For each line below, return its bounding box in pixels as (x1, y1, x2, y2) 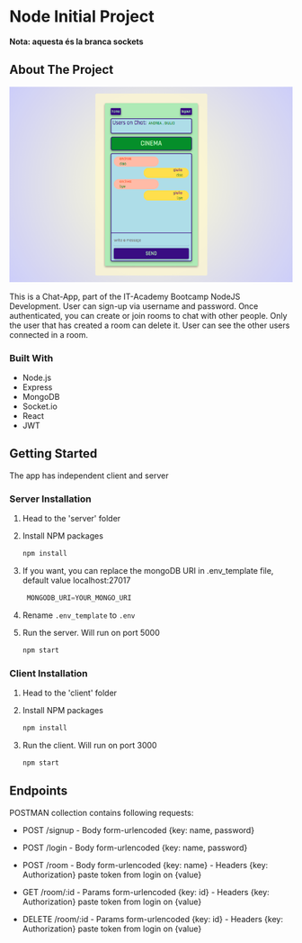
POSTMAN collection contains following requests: (9, 807, 194, 818)
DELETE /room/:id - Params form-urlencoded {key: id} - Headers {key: (22, 913, 283, 924)
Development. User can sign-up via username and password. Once (9, 300, 259, 312)
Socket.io (22, 401, 58, 412)
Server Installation (9, 493, 92, 505)
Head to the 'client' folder (22, 687, 118, 699)
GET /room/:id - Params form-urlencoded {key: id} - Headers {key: (22, 886, 270, 897)
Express (22, 382, 53, 393)
